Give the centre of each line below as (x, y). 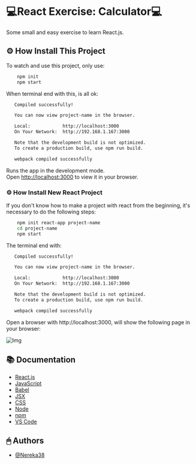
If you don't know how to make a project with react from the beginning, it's (98, 205)
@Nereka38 (30, 455)
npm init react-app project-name (59, 222)
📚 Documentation (41, 360)
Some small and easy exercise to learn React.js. (65, 32)
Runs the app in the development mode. (55, 170)
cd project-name (37, 228)
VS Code (26, 422)
